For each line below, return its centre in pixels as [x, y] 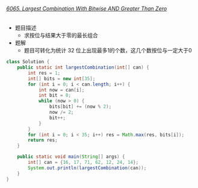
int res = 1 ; [44, 73]
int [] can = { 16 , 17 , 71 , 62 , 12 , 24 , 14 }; [83, 163]
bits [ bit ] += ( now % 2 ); [80, 107]
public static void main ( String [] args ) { [71, 157]
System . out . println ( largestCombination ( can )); [87, 168]
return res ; [43, 140]
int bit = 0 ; [54, 96]
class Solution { [28, 62]
